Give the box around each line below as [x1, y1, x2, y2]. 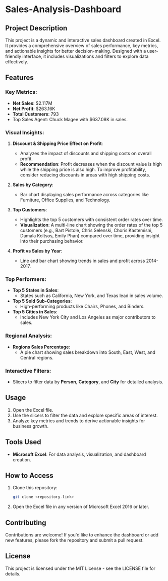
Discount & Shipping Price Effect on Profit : [12, 140, 103, 147]
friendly [5, 53, 22, 59]
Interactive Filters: [5, 367, 51, 374]
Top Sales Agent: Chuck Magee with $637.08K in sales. [12, 116, 128, 122]
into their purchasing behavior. [20, 238, 84, 244]
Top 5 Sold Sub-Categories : [12, 298, 72, 304]
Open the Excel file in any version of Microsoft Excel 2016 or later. [12, 503, 150, 510]
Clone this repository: [12, 485, 58, 491]
